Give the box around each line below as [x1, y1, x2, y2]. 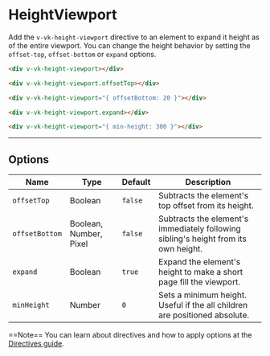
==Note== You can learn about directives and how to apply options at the [8, 330, 252, 340]
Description [185, 177, 231, 188]
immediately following [157, 223, 241, 235]
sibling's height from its [157, 233, 247, 244]
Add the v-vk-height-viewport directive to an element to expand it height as [8, 32, 260, 42]
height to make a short [157, 267, 243, 278]
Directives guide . [8, 339, 64, 349]
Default [121, 177, 151, 188]
